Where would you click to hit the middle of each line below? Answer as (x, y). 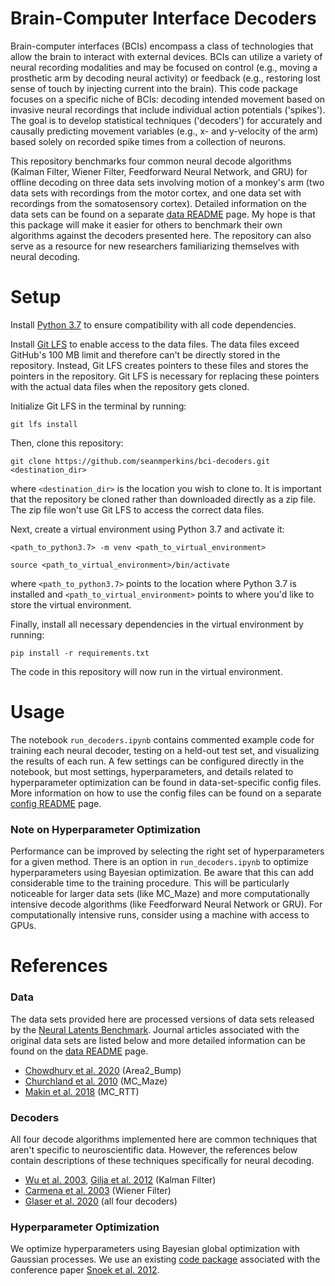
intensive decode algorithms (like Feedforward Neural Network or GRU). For (166, 904)
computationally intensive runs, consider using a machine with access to (160, 915)
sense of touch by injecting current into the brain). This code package (154, 88)
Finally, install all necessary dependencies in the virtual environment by (157, 624)
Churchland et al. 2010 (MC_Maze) (96, 1081)
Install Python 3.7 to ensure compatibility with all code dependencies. (153, 324)
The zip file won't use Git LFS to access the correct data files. (137, 509)
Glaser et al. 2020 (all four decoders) (101, 1201)
